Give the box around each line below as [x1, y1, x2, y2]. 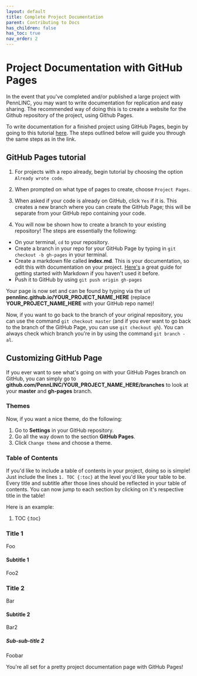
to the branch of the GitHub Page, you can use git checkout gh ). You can [6, 323, 184, 330]
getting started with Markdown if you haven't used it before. [14, 269, 160, 276]
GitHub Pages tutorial [6, 153, 86, 163]
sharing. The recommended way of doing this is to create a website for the [6, 105, 186, 112]
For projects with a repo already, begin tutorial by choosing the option [14, 168, 184, 175]
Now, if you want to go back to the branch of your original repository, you [6, 311, 184, 318]
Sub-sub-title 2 [6, 637, 45, 644]
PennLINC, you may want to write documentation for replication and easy [6, 99, 184, 106]
